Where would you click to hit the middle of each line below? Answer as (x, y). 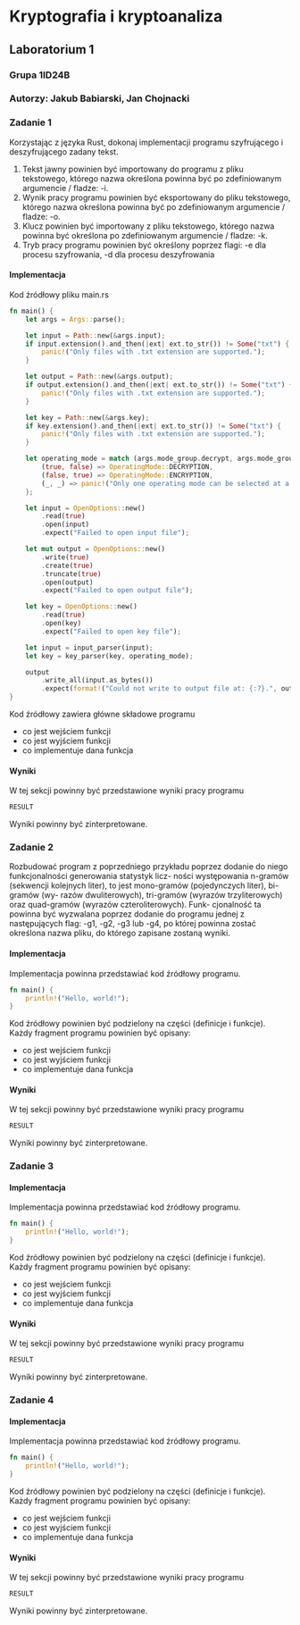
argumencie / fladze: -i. (65, 188)
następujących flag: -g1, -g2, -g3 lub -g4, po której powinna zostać (133, 924)
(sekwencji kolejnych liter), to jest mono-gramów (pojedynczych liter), (138, 885)
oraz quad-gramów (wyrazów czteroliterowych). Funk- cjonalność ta (135, 905)
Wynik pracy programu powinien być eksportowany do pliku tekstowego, (156, 197)
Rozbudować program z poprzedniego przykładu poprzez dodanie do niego (149, 867)
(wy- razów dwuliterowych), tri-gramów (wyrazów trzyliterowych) (162, 895)
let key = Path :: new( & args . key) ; (87, 417)
